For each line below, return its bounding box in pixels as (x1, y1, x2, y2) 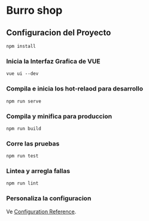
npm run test (6, 153, 39, 159)
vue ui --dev (6, 71, 39, 77)
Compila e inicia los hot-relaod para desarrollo (6, 84, 144, 93)
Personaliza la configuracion (6, 194, 92, 202)
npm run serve (6, 98, 42, 104)
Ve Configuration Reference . (6, 208, 77, 215)
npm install (6, 43, 36, 49)
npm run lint (6, 180, 39, 186)
